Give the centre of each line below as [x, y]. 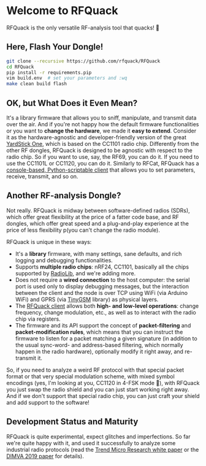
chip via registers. [38, 319]
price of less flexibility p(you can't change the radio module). [83, 230]
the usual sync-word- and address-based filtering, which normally [99, 345]
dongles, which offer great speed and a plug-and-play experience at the [97, 223]
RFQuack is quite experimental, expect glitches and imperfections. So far [99, 437]
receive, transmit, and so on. [42, 176]
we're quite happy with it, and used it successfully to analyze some [91, 443]
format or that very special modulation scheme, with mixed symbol [90, 376]
